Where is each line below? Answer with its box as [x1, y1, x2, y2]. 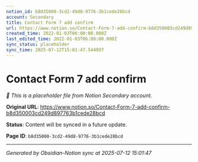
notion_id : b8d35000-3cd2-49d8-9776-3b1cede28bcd [6, 8, 131, 15]
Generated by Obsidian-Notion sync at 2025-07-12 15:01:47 [6, 149, 152, 156]
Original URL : [6, 103, 39, 110]
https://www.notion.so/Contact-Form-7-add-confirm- [40, 103, 170, 110]
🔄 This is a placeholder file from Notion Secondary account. [6, 92, 152, 99]
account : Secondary [6, 14, 54, 20]
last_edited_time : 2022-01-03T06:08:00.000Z [6, 36, 117, 42]
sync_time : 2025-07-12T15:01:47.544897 [6, 47, 104, 53]
